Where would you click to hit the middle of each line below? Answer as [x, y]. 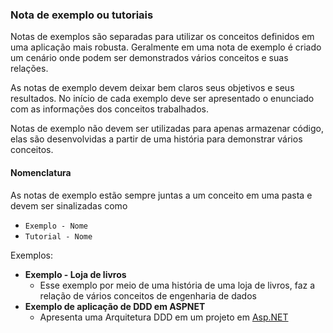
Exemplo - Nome [56, 226]
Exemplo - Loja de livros [75, 274]
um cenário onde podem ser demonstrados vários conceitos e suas [149, 58]
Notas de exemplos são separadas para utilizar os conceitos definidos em [162, 37]
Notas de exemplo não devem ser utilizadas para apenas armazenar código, [167, 129]
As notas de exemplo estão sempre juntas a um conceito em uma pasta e [161, 195]
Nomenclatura [41, 172]
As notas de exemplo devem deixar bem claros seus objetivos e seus [152, 88]
